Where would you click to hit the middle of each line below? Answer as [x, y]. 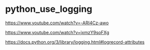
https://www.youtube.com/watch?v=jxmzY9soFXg [57, 32]
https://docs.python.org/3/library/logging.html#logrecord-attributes [75, 42]
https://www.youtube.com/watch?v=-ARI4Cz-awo [57, 23]
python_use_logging [49, 9]
